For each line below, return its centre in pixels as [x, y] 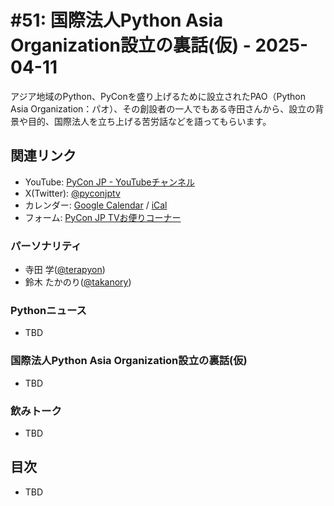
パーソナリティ [46, 246]
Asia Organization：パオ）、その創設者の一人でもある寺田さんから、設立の [163, 108]
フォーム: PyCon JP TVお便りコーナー [103, 217]
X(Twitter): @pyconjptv [72, 193]
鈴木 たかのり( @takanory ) [78, 282]
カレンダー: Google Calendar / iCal [96, 205]
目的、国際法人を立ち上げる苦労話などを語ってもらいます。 [149, 121]
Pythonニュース [48, 310]
